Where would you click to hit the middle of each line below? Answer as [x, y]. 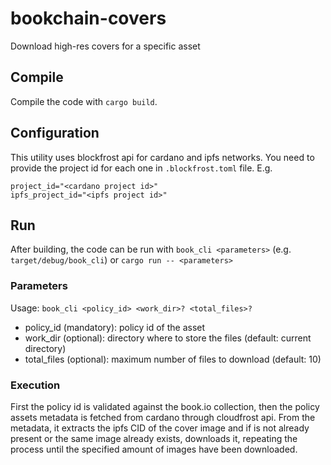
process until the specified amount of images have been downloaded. [154, 449]
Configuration [55, 133]
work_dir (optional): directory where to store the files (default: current [168, 338]
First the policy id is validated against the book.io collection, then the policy [165, 406]
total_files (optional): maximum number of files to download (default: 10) [173, 359]
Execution [35, 385]
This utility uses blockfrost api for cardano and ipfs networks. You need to [162, 157]
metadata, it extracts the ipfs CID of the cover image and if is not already [160, 428]
